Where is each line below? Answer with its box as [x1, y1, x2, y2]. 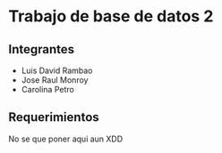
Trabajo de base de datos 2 [8, 6, 214, 27]
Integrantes [8, 42, 75, 57]
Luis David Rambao [21, 65, 93, 76]
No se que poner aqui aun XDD [8, 133, 124, 144]
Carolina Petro [21, 85, 75, 94]
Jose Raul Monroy [21, 75, 89, 85]
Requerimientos [8, 109, 99, 125]
